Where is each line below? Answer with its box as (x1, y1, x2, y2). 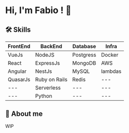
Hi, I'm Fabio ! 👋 (5, 5, 72, 16)
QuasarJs (8, 76, 30, 83)
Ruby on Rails (35, 76, 68, 83)
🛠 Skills (5, 25, 31, 34)
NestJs (35, 68, 52, 75)
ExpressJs (35, 60, 60, 66)
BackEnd (40, 43, 62, 50)
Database (72, 43, 96, 50)
